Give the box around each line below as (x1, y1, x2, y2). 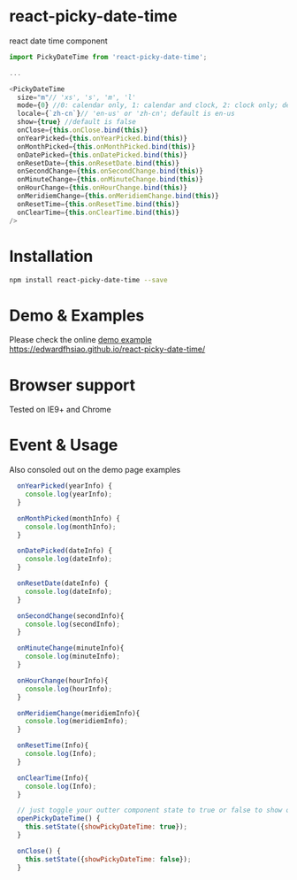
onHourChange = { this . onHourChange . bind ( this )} (17, 183, 188, 192)
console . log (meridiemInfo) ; (25, 717, 128, 726)
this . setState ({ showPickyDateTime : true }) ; (25, 822, 188, 831)
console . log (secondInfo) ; (25, 620, 121, 629)
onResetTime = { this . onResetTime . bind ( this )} (17, 199, 179, 209)
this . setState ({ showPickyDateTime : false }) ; (25, 854, 192, 864)
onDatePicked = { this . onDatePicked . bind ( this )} (17, 151, 188, 159)
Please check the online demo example (9, 335, 152, 345)
